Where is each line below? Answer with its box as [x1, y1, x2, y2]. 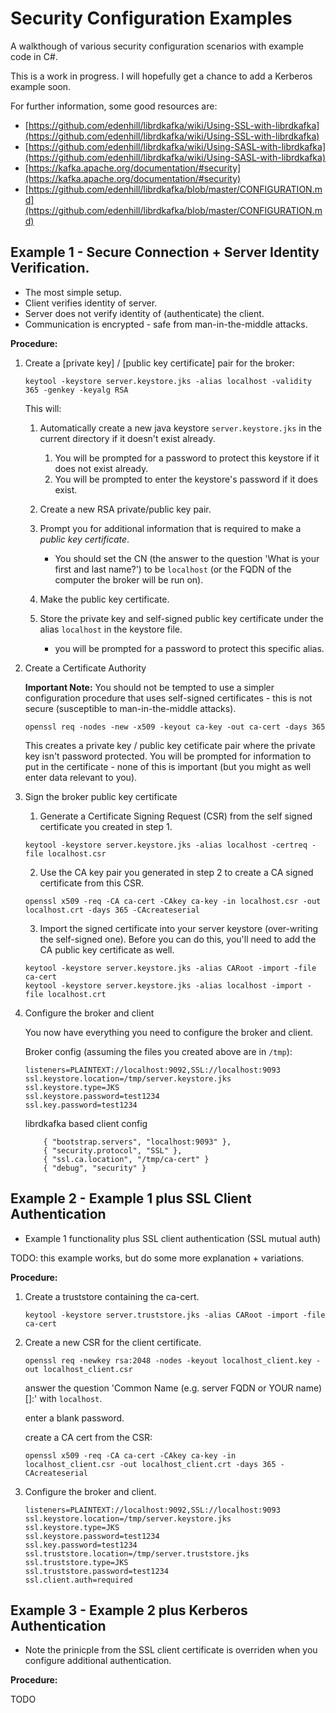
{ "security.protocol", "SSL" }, [43, 1145, 183, 1156]
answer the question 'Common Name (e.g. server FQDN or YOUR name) [24, 1382, 323, 1394]
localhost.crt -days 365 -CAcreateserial [24, 905, 200, 915]
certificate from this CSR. [39, 877, 144, 889]
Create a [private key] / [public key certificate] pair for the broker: [24, 357, 295, 369]
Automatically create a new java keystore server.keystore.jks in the [39, 422, 322, 434]
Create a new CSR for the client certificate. [24, 1336, 202, 1348]
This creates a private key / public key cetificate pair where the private [24, 739, 316, 751]
